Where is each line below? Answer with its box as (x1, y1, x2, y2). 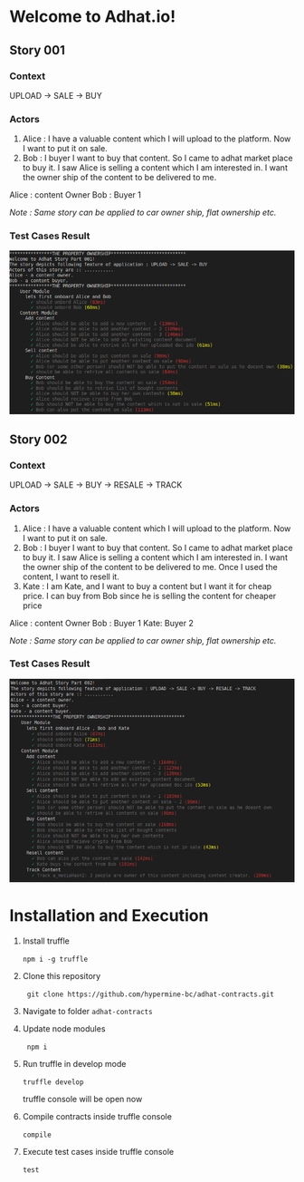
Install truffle (22, 935, 70, 946)
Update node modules (22, 1022, 106, 1034)
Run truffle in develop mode (22, 1058, 127, 1069)
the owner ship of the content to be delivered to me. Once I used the (22, 561, 278, 572)
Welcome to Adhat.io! (9, 6, 176, 27)
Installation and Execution (9, 905, 209, 925)
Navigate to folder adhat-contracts (22, 1005, 153, 1016)
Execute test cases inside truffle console (22, 1146, 175, 1157)
